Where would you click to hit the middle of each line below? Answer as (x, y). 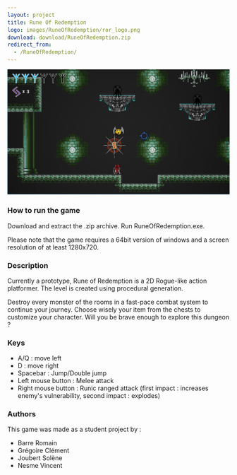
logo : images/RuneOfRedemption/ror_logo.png (74, 30)
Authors (22, 414)
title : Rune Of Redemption (47, 22)
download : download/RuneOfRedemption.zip (69, 37)
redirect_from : (30, 45)
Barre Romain (37, 443)
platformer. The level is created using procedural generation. (95, 288)
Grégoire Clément (43, 451)
